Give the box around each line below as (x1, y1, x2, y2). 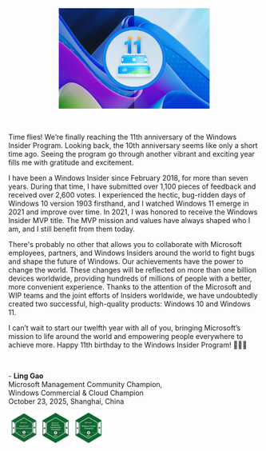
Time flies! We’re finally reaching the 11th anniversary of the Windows (8, 132, 237, 142)
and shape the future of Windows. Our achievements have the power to (8, 257, 244, 266)
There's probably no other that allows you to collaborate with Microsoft (8, 240, 242, 249)
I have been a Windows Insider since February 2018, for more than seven (8, 174, 249, 183)
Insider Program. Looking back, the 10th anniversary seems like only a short (8, 141, 258, 150)
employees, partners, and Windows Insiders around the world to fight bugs (8, 248, 256, 258)
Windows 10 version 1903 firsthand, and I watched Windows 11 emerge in (8, 199, 249, 209)
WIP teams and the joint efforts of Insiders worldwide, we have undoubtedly (8, 291, 258, 301)
